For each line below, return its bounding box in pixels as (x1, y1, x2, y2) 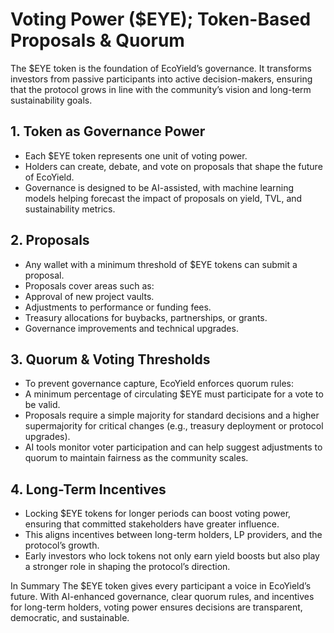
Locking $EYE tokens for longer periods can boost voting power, (24, 508, 292, 520)
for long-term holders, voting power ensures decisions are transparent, (10, 601, 303, 613)
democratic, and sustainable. (10, 612, 130, 624)
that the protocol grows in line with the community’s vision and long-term (10, 83, 312, 95)
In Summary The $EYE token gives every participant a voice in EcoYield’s (10, 580, 312, 592)
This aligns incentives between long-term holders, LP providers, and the (24, 529, 323, 541)
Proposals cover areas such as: (24, 279, 155, 292)
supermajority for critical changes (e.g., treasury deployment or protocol (24, 420, 324, 432)
